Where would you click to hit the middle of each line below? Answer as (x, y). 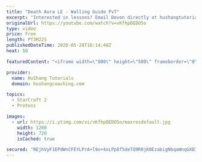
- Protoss (24, 106)
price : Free (21, 34)
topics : (16, 94)
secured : (17, 150)
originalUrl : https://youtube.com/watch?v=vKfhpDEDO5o (76, 23)
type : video (21, 28)
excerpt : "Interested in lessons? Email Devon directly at (82, 17)
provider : (19, 73)
